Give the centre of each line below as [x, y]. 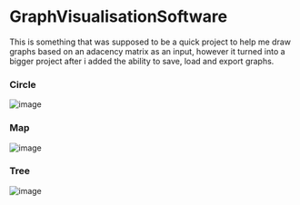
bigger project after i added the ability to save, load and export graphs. [142, 61]
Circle [23, 84]
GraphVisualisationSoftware [119, 17]
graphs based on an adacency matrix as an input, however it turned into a [147, 51]
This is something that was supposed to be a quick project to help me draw [150, 42]
